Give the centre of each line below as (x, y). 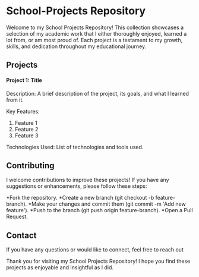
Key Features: (23, 111)
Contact (21, 235)
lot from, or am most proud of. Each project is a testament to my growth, (94, 40)
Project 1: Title (24, 80)
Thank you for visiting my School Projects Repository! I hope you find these (98, 261)
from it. (15, 100)
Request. (17, 217)
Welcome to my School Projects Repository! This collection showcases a (95, 27)
